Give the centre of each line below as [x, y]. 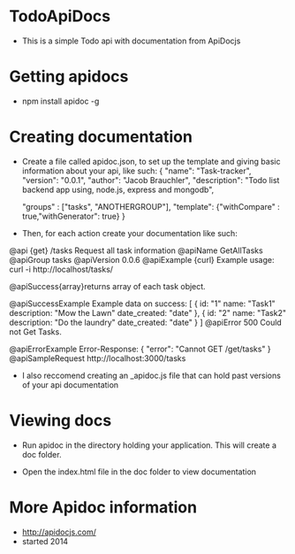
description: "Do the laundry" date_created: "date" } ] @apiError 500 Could [146, 322]
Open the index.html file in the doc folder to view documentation [139, 472]
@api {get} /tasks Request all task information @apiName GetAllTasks [136, 250]
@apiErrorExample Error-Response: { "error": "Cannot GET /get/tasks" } [140, 349]
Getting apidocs [69, 77]
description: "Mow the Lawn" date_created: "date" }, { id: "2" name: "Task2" [148, 312]
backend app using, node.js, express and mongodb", [118, 189]
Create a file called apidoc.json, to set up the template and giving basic [151, 161]
